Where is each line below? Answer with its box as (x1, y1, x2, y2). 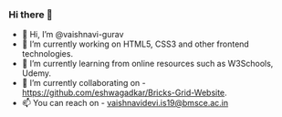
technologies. (21, 48, 74, 59)
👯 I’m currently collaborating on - (21, 78, 147, 89)
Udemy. (21, 68, 52, 79)
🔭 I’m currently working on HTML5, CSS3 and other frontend (21, 38, 250, 49)
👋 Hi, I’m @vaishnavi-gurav (21, 29, 124, 40)
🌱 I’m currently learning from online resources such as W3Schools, (21, 58, 274, 69)
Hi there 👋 (8, 8, 54, 21)
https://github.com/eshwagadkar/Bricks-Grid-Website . (21, 87, 227, 99)
